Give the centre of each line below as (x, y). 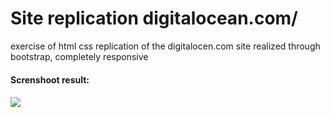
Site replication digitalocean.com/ (154, 18)
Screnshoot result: (50, 79)
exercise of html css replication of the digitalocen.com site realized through (165, 46)
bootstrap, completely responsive (79, 56)
